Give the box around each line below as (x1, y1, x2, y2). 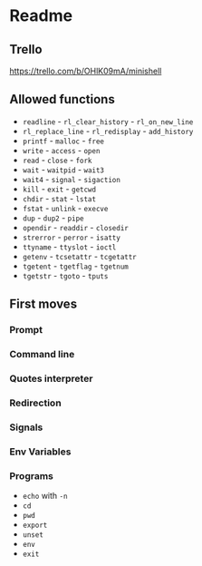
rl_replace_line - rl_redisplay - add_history (22, 125, 194, 136)
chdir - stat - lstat (22, 192, 97, 204)
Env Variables (9, 445, 72, 458)
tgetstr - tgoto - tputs (22, 269, 109, 281)
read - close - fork (22, 154, 92, 165)
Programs (9, 469, 54, 482)
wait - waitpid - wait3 (22, 164, 105, 175)
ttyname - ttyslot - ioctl (22, 241, 117, 252)
